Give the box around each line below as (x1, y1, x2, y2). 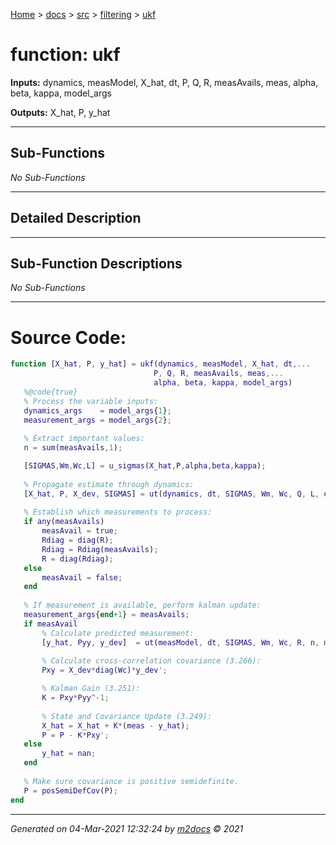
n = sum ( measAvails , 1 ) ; (23, 443, 123, 453)
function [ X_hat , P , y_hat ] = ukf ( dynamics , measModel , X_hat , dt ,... (10, 359, 311, 369)
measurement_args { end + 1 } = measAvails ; (23, 610, 190, 620)
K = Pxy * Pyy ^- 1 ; (41, 693, 110, 703)
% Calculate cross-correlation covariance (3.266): (41, 656, 262, 666)
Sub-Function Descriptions (10, 255, 183, 272)
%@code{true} (23, 387, 78, 397)
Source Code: (10, 326, 127, 349)
